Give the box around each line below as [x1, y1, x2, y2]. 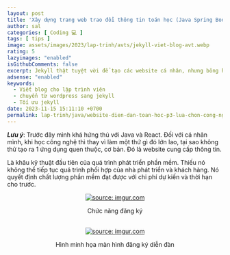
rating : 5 [7, 49, 36, 55]
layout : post [7, 10, 44, 17]
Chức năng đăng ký [87, 206, 143, 215]
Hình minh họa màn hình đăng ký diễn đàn [55, 240, 175, 248]
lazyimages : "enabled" [7, 55, 72, 62]
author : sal [7, 23, 41, 29]
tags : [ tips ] [7, 36, 51, 42]
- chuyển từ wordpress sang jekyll [13, 93, 115, 100]
